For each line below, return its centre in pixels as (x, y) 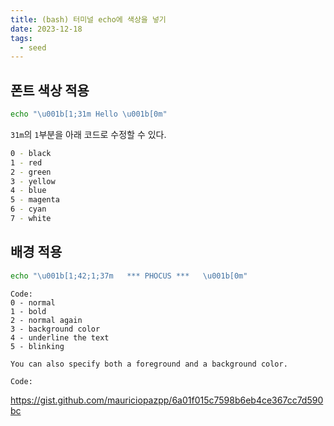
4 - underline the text (60, 337)
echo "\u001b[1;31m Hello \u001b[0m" (89, 114)
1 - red (26, 162)
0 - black (31, 153)
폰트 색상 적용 (50, 90)
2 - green (31, 172)
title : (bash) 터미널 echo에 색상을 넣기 (88, 19)
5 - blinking (37, 346)
